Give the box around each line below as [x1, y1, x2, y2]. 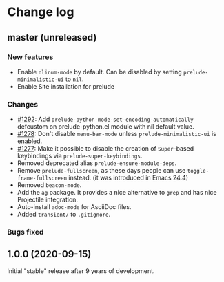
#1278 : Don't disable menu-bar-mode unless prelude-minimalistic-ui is [17, 130, 217, 138]
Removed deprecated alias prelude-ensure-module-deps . [17, 159, 177, 167]
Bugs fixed [7, 228, 44, 237]
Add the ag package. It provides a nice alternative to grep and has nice [17, 188, 217, 197]
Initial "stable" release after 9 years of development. [7, 266, 155, 275]
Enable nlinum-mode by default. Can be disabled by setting [17, 67, 183, 76]
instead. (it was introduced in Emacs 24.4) [68, 173, 188, 182]
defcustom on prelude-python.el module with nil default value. [17, 122, 194, 131]
